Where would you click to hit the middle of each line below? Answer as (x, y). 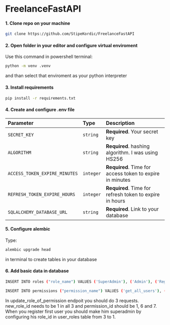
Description (120, 123)
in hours (116, 201)
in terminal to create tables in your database (51, 259)
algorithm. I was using (132, 152)
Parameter (21, 123)
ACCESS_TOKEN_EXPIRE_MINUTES (43, 173)
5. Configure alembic (28, 229)
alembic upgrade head (28, 249)
